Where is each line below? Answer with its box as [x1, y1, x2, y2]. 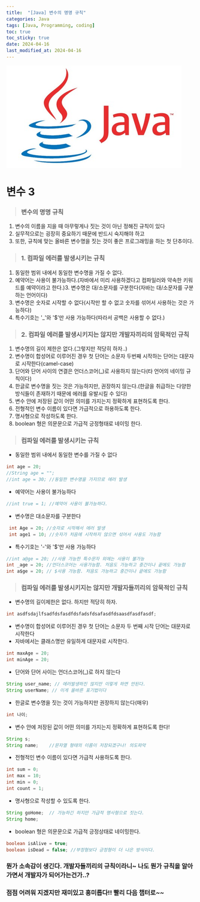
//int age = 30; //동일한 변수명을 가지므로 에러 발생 [6, 476, 127, 482]
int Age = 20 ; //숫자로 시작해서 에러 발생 [8, 525, 105, 531]
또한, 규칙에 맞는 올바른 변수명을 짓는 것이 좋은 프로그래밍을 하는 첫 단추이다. [14, 237, 194, 245]
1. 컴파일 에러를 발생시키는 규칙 [20, 254, 105, 263]
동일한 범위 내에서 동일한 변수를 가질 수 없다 [14, 451, 118, 458]
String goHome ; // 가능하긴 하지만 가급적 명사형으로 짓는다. [6, 810, 145, 816]
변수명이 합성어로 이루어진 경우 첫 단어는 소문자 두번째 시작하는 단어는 [14, 352, 178, 360]
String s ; [6, 736, 31, 742]
